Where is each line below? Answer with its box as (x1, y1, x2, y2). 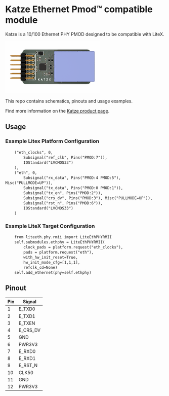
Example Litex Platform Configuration (5, 138, 100, 145)
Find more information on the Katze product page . (5, 107, 110, 114)
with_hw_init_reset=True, (23, 255, 78, 260)
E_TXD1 (18, 313, 35, 319)
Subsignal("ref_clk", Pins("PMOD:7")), (23, 155, 108, 160)
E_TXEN (18, 320, 35, 326)
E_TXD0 (18, 306, 35, 312)
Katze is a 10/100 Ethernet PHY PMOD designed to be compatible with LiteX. (5, 31, 164, 37)
